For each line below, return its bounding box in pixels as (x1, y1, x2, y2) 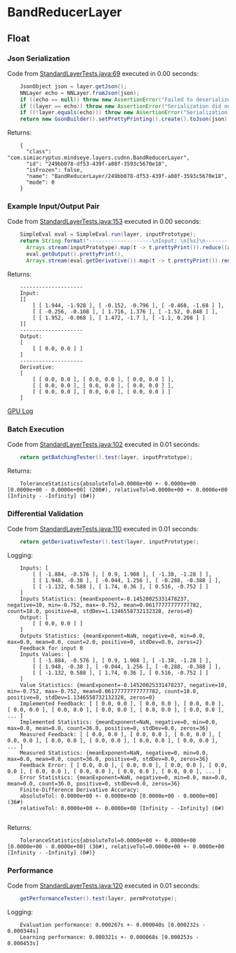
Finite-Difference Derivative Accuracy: (20, 786, 140, 794)
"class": (25, 149, 52, 156)
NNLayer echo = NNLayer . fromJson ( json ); (20, 89, 140, 96)
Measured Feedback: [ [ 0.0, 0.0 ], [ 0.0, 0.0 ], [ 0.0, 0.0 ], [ (20, 731, 221, 738)
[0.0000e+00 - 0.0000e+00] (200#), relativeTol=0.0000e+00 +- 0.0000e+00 (7, 486, 228, 493)
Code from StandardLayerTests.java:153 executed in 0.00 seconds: (7, 217, 202, 226)
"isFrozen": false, (25, 167, 83, 174)
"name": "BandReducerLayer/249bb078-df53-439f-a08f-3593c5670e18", (25, 173, 228, 180)
